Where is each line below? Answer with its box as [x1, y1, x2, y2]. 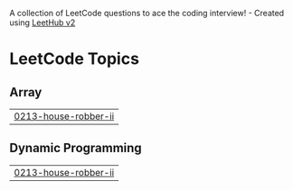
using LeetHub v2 [9, 17, 76, 28]
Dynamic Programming [9, 140, 142, 156]
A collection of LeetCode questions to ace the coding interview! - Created [9, 8, 285, 18]
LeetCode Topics [9, 49, 140, 69]
